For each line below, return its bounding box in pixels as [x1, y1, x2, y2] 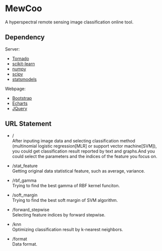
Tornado [12, 56, 29, 61]
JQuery [12, 105, 28, 111]
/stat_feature [12, 163, 38, 169]
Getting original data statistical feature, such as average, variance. [12, 168, 145, 174]
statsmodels [12, 76, 37, 82]
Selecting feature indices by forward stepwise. [12, 212, 106, 217]
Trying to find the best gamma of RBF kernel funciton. [12, 182, 120, 188]
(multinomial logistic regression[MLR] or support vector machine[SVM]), [12, 143, 157, 149]
